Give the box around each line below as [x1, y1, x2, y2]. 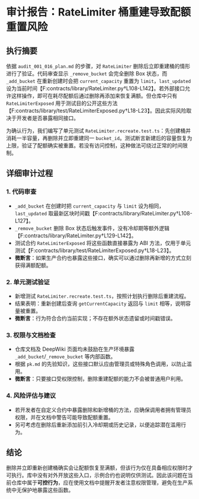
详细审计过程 [6, 169, 53, 179]
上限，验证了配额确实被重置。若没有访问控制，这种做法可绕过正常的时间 [6, 142, 182, 149]
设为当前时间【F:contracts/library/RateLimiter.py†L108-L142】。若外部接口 [6, 85, 185, 92]
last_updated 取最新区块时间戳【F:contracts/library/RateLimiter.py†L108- [14, 209, 192, 217]
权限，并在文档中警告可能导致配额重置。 [14, 414, 114, 421]
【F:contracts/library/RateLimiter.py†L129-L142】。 [14, 232, 137, 239]
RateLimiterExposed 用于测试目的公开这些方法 [6, 100, 118, 107]
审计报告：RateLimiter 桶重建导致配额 [6, 5, 191, 19]
